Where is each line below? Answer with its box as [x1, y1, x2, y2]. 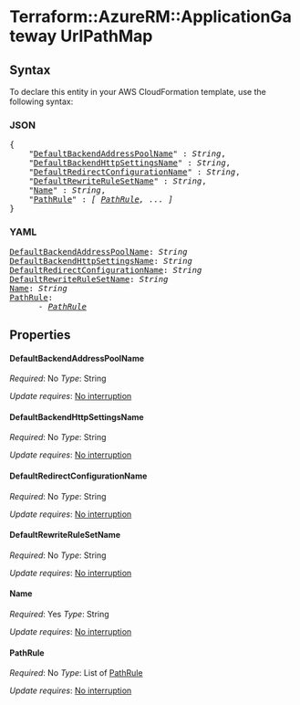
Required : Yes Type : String [9, 609, 109, 619]
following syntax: [9, 96, 74, 107]
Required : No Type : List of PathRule [9, 668, 143, 679]
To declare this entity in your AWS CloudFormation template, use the [9, 87, 266, 97]
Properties [9, 327, 71, 342]
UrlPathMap [60, 26, 153, 47]
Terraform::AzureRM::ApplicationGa [9, 6, 292, 27]
